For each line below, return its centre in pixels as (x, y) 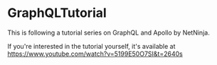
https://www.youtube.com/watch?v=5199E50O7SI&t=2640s (95, 54)
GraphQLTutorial (57, 13)
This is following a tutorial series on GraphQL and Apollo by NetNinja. (108, 32)
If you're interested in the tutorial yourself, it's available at (91, 46)
